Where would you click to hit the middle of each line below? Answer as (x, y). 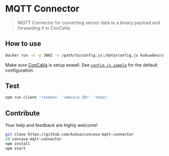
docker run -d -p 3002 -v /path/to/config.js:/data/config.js (72, 55)
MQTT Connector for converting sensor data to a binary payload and (89, 23)
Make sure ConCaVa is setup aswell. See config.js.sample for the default (81, 65)
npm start (16, 148)
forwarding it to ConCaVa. (44, 28)
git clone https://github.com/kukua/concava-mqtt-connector (70, 134)
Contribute (23, 113)
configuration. (20, 70)
